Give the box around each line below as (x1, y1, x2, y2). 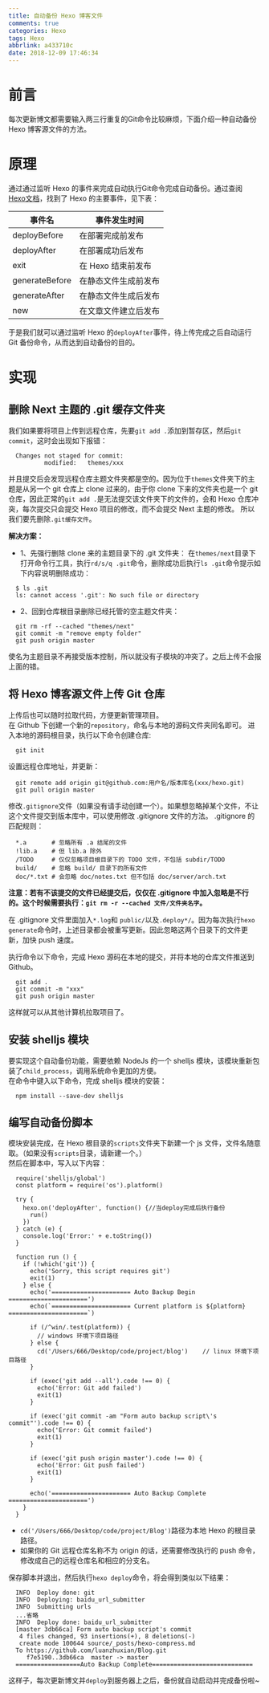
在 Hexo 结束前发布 (79, 260, 152, 271)
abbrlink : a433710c (8, 42, 74, 50)
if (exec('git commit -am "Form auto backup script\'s (29, 1412, 218, 1421)
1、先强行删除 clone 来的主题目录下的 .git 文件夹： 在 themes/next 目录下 (19, 547, 256, 558)
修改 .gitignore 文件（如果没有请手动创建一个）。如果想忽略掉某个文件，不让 (8, 800, 259, 811)
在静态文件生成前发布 (79, 275, 161, 286)
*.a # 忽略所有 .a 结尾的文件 (15, 838, 127, 847)
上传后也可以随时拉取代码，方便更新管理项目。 (8, 710, 163, 719)
